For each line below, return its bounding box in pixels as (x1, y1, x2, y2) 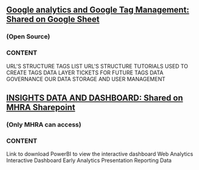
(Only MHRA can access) (6, 120, 82, 129)
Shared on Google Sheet (6, 15, 100, 25)
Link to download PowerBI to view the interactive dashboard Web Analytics (6, 151, 194, 158)
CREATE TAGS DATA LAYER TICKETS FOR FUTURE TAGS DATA (6, 69, 164, 76)
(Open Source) (6, 33, 50, 41)
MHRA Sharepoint (6, 102, 76, 113)
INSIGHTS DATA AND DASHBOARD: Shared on (6, 93, 183, 103)
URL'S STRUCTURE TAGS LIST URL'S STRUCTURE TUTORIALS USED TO (6, 62, 189, 70)
